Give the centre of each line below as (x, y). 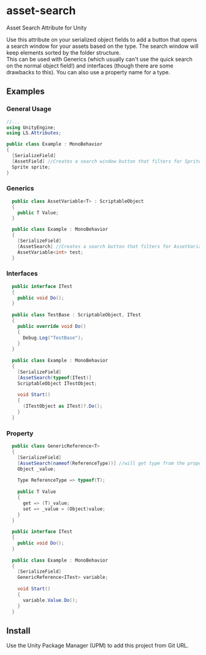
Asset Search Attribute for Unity (47, 28)
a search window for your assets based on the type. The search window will (102, 46)
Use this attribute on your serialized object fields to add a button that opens (102, 39)
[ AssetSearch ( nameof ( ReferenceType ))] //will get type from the (101, 463)
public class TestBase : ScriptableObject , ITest (76, 315)
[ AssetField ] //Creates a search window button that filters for (97, 161)
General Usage (29, 109)
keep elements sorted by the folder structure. (63, 52)
